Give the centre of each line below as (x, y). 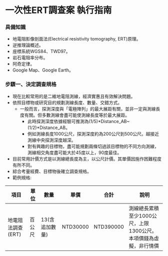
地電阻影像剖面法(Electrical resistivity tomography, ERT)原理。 (76, 39)
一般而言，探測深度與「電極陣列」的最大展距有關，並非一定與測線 (88, 108)
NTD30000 (75, 226)
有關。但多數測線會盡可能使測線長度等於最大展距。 (77, 115)
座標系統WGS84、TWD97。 (41, 51)
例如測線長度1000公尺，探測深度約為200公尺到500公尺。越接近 (93, 133)
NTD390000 (109, 226)
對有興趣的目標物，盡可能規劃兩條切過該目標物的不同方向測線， (93, 146)
